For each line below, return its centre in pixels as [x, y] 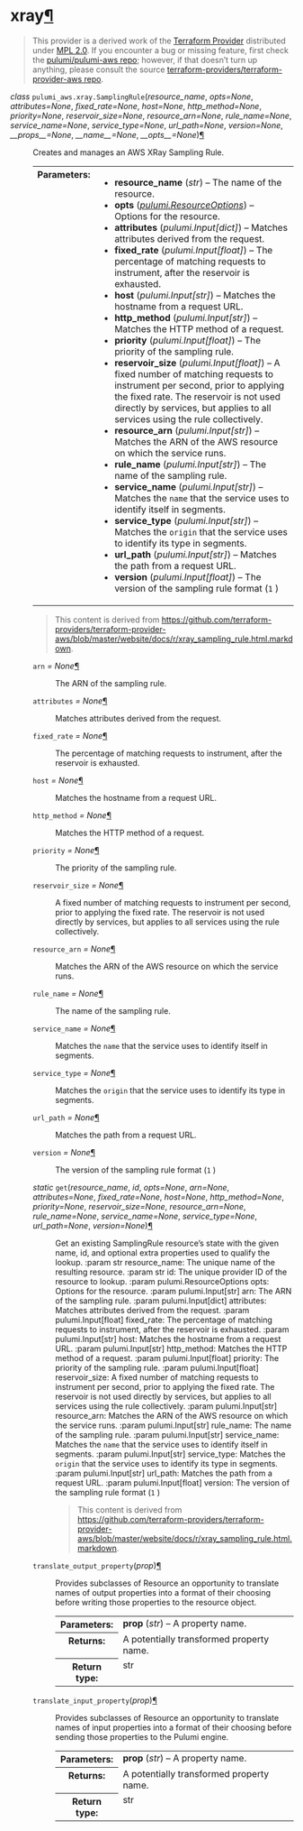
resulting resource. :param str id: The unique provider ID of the [171, 1272]
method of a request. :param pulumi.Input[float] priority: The [167, 1357]
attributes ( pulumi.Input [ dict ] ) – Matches [201, 227]
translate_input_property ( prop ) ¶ [95, 1700]
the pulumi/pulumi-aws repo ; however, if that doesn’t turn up [145, 60]
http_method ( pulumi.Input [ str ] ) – [186, 317]
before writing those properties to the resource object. [156, 1602]
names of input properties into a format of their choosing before [174, 1727]
